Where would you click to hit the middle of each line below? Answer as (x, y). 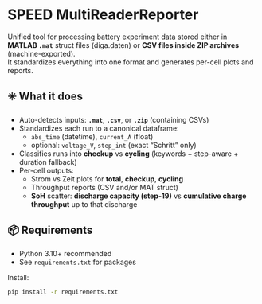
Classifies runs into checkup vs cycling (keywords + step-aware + (129, 154)
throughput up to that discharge (84, 204)
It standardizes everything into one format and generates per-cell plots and (131, 62)
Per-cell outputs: (46, 170)
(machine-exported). (42, 53)
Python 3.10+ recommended (65, 253)
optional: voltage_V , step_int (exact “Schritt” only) (113, 145)
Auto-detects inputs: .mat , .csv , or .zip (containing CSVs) (114, 119)
